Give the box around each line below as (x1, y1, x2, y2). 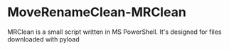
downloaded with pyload (7, 35, 80, 43)
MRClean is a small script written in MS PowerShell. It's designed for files (7, 27, 222, 36)
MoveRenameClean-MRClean (7, 4, 186, 20)
